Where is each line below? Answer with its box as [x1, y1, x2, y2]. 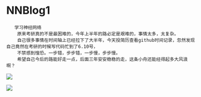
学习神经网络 [14, 25, 42, 31]
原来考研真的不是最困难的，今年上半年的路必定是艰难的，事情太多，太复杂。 [17, 31, 179, 37]
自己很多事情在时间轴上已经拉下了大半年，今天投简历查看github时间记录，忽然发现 [17, 37, 195, 43]
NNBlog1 [6, 4, 50, 17]
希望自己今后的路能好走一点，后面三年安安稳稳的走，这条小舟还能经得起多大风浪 [17, 56, 188, 62]
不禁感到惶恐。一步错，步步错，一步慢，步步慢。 [17, 50, 121, 56]
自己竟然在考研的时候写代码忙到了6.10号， [6, 43, 98, 50]
